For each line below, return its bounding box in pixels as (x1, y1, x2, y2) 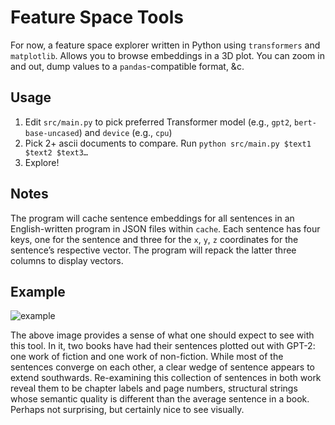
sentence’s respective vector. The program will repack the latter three (10, 244, 297, 256)
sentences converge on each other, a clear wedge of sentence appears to (10, 361, 315, 373)
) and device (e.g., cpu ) (78, 126, 173, 138)
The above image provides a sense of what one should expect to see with (10, 329, 315, 341)
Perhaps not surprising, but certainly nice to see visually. (10, 404, 245, 416)
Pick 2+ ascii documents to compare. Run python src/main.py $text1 (24, 137, 312, 149)
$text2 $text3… (24, 147, 89, 158)
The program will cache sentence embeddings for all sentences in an (10, 212, 295, 224)
